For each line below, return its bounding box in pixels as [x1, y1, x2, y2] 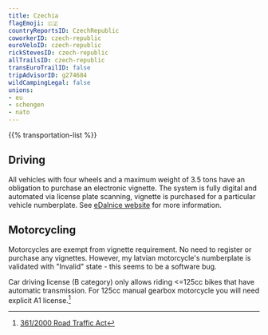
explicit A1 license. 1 [8, 293, 72, 305]
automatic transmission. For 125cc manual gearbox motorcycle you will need [8, 285, 260, 295]
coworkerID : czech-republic [8, 34, 102, 42]
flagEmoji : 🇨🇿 [8, 19, 58, 27]
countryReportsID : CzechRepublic [8, 26, 120, 34]
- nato [8, 109, 30, 117]
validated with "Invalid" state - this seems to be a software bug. [8, 261, 217, 271]
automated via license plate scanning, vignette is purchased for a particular [8, 191, 256, 201]
